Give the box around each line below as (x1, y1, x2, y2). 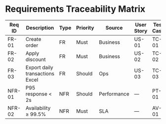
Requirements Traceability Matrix (5, 3, 146, 15)
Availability (25, 104, 51, 111)
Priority (76, 24, 94, 31)
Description (26, 24, 54, 31)
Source (105, 24, 123, 31)
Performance (98, 90, 129, 97)
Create (25, 35, 41, 42)
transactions (25, 70, 55, 77)
